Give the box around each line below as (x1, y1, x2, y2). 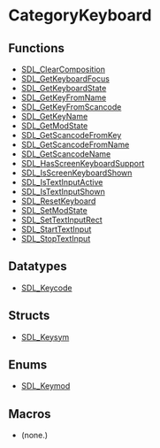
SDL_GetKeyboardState (20, 83, 107, 93)
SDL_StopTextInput (20, 234, 91, 243)
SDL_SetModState (20, 205, 88, 215)
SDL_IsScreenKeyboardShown (20, 167, 133, 178)
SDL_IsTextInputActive (20, 177, 103, 187)
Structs (8, 308, 50, 323)
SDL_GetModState (20, 120, 88, 131)
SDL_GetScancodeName (20, 149, 111, 159)
